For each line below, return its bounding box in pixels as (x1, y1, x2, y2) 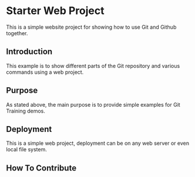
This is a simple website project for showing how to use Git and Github (6, 23, 177, 30)
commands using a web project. (6, 69, 84, 76)
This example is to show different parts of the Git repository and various (6, 62, 180, 69)
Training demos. (6, 107, 46, 114)
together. (6, 29, 28, 36)
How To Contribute (6, 163, 77, 173)
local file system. (6, 146, 47, 153)
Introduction (6, 47, 53, 57)
